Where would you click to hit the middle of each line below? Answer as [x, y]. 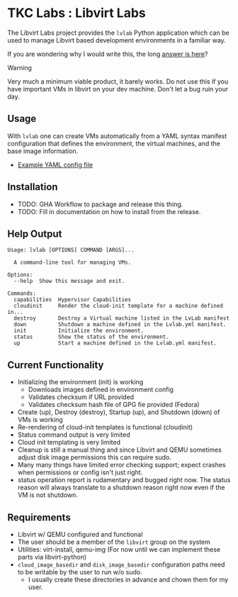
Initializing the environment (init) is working [80, 382]
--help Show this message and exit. [69, 281]
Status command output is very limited [74, 435]
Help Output [35, 234]
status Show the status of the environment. [92, 337]
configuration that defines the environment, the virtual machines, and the [114, 143]
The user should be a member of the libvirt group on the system [114, 542]
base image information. [43, 151]
